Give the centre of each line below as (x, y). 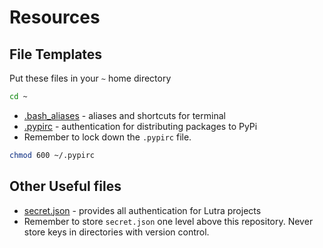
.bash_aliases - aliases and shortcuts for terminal (124, 115)
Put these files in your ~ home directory (90, 78)
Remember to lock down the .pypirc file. (107, 137)
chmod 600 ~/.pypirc (52, 155)
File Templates (56, 54)
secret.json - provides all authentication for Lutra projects (142, 210)
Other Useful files (65, 186)
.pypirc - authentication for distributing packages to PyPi (140, 126)
